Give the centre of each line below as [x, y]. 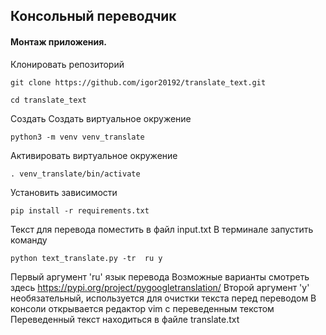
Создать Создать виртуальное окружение [101, 118]
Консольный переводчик [93, 16]
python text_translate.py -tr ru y [86, 258]
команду [29, 240]
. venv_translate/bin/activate [75, 174]
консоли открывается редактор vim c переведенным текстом [142, 308]
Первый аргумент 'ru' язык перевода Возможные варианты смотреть [160, 276]
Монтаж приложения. [59, 41]
